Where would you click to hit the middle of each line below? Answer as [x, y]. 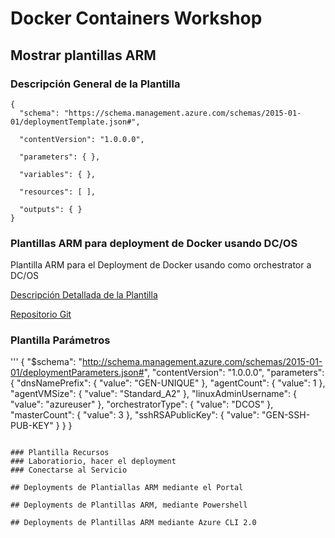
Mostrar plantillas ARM [83, 55]
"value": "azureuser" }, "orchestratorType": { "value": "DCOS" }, [142, 404]
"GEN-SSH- [286, 415]
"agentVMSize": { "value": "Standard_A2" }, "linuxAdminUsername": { [153, 394]
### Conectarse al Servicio [69, 470]
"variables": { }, [58, 174]
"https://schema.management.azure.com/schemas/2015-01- [182, 113]
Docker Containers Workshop [136, 18]
